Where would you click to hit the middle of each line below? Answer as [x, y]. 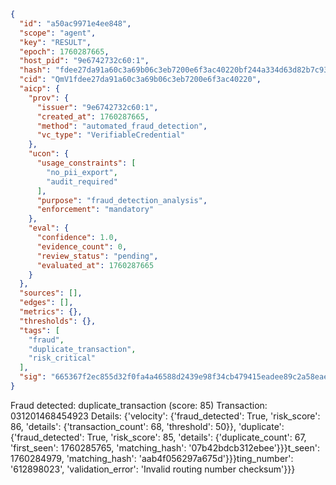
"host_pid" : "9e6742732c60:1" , [84, 61]
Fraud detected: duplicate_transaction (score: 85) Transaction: [139, 405]
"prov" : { [49, 98]
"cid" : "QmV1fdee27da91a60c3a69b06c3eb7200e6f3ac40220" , [140, 80]
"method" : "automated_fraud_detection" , [122, 126]
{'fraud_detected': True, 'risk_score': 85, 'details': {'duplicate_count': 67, [158, 437]
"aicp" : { [39, 89]
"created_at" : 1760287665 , [93, 116]
